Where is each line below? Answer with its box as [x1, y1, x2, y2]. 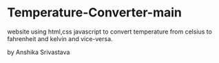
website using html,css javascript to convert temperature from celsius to [7, 27, 212, 36]
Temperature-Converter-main [7, 5, 182, 21]
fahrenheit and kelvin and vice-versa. [7, 34, 113, 42]
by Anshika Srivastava [7, 48, 70, 56]
